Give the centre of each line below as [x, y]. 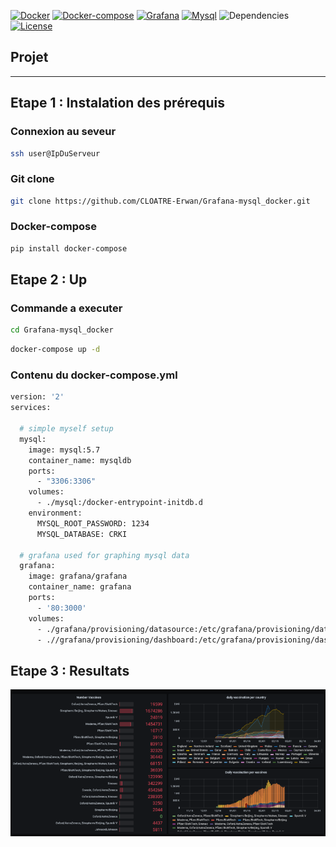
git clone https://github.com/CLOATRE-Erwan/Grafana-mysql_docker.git [160, 201]
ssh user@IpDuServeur [55, 153]
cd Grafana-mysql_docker [62, 330]
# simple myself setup [66, 429]
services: [31, 408]
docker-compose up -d [55, 350]
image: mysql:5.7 [64, 450]
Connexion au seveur [63, 132]
